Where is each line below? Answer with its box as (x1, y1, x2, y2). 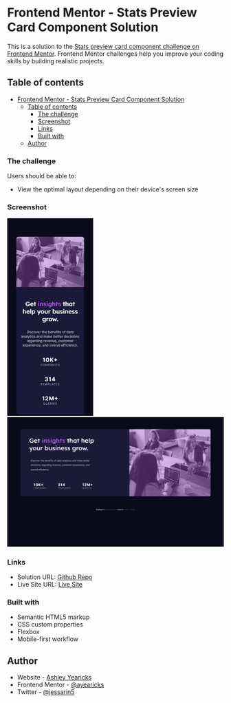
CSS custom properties (16, 620, 84, 629)
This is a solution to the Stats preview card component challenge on (7, 42, 199, 50)
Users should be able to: (7, 172, 77, 180)
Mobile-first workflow (16, 635, 79, 643)
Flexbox (16, 628, 40, 636)
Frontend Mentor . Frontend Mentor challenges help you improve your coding (7, 50, 224, 58)
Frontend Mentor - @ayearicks (16, 680, 104, 689)
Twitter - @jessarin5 (16, 688, 75, 696)
